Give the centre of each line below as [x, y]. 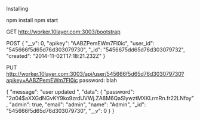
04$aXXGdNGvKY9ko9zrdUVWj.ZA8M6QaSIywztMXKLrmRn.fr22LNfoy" [104, 98]
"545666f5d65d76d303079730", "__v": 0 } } [60, 111]
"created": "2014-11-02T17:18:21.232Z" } [56, 56]
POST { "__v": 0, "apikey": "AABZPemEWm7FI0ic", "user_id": [80, 43]
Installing [17, 9]
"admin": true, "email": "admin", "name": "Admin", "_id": [77, 104]
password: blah [98, 80]
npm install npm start [32, 20]
